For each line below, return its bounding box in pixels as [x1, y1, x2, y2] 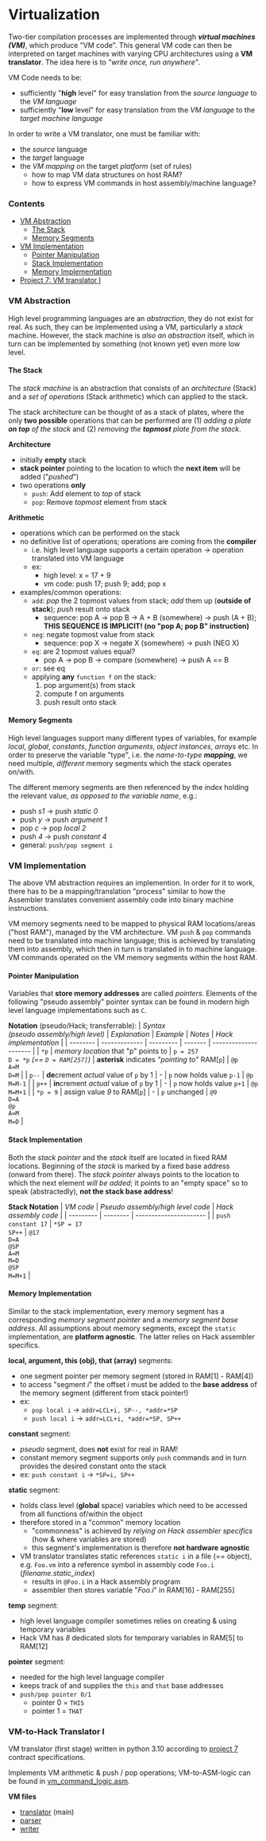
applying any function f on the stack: [31, 671, 156, 682]
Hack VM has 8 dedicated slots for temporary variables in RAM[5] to [19, 1632, 244, 1642]
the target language [19, 153, 85, 162]
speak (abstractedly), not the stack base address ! [8, 1186, 173, 1196]
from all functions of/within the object [19, 1509, 143, 1519]
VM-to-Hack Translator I [8, 1726, 105, 1737]
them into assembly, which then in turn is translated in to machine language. [8, 944, 257, 954]
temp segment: [8, 1601, 59, 1610]
